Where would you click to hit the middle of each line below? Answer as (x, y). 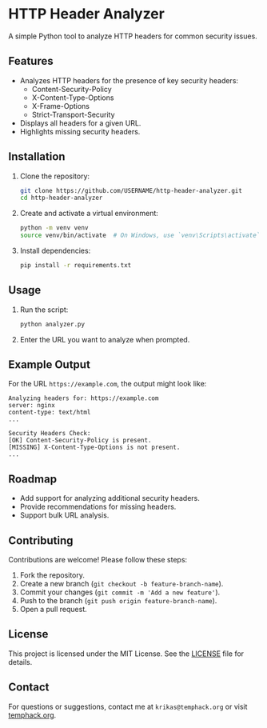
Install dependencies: (55, 251)
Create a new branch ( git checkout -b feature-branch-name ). (122, 584)
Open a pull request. (54, 610)
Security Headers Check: (50, 434)
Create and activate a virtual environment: (89, 214)
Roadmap (33, 479)
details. (20, 662)
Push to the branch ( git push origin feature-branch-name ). (118, 601)
